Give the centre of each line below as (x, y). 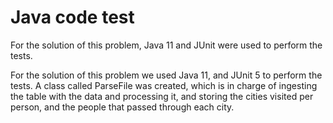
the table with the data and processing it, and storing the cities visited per (162, 96)
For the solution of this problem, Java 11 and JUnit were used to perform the (166, 45)
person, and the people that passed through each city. (122, 107)
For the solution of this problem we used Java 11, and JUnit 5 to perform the (166, 75)
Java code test (72, 17)
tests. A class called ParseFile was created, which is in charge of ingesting (164, 85)
